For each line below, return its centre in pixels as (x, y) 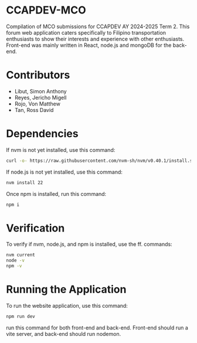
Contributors (38, 75)
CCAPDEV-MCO (46, 10)
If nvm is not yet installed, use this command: (61, 150)
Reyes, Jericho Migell (40, 97)
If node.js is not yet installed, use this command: (64, 172)
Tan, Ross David (34, 110)
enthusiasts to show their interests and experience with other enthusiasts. (95, 39)
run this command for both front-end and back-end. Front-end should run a (97, 327)
